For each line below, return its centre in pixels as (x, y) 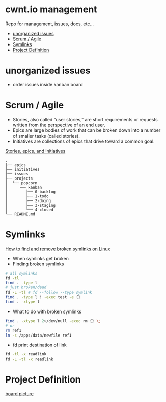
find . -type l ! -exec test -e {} (43, 297)
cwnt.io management (51, 9)
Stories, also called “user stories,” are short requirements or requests (85, 119)
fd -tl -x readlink (26, 354)
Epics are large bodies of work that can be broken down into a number (87, 130)
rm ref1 (13, 330)
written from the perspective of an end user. (59, 125)
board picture (20, 394)
